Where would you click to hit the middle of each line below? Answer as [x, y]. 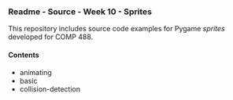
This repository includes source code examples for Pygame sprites [117, 29]
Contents [24, 55]
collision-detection [50, 89]
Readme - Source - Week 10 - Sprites [80, 12]
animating [36, 72]
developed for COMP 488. [51, 37]
